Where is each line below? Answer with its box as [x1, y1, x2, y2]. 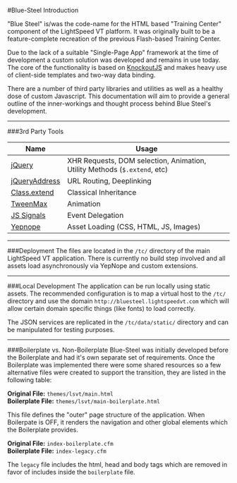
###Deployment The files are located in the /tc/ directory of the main [7, 247, 210, 255]
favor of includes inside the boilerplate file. [7, 468, 135, 476]
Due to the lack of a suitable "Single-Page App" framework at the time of [7, 49, 219, 56]
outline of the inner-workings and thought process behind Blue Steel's [7, 99, 212, 108]
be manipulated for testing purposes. [7, 326, 115, 334]
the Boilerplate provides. [7, 426, 79, 434]
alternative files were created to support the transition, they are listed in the [7, 368, 226, 377]
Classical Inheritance [66, 188, 137, 197]
